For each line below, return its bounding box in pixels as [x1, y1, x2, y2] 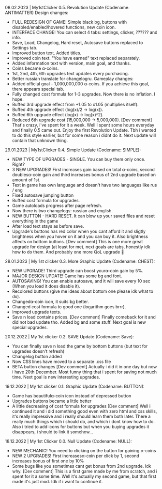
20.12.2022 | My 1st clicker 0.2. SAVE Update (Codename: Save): [5, 334, 134, 339]
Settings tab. [12, 45, 38, 50]
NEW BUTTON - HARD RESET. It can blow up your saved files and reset [12, 213, 155, 219]
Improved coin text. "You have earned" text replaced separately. [12, 55, 140, 61]
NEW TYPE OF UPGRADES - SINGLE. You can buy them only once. [12, 157, 146, 162]
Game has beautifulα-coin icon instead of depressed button [12, 393, 132, 398]
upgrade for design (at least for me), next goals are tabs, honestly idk [12, 244, 151, 250]
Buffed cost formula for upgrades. [12, 198, 80, 203]
